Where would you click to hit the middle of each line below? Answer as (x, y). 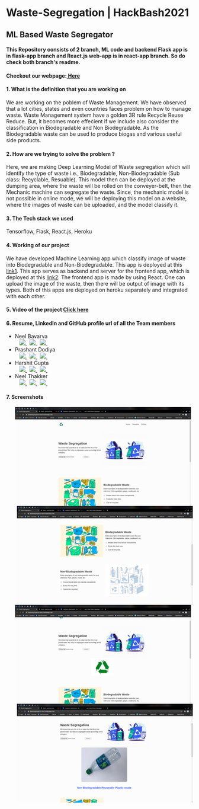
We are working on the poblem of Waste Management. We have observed (96, 102)
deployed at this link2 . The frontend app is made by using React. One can (96, 277)
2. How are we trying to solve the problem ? (61, 154)
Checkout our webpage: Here (43, 76)
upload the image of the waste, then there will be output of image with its (95, 283)
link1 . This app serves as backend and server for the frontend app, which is (98, 271)
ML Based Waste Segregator (60, 35)
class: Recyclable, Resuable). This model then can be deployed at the (91, 180)
